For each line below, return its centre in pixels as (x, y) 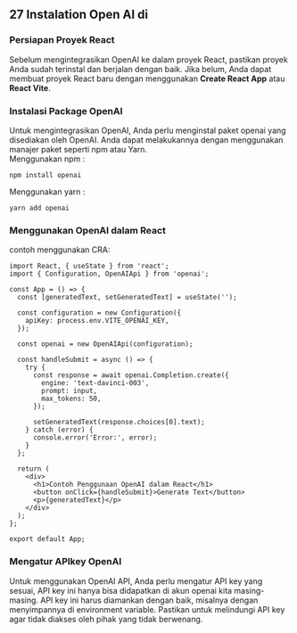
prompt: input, (70, 391)
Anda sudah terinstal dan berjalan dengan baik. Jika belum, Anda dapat (140, 69)
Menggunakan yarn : (47, 192)
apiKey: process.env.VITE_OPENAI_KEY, (97, 321)
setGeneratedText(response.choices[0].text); (119, 423)
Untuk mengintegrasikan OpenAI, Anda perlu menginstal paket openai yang (148, 130)
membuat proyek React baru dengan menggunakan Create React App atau (147, 78)
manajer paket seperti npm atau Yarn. (78, 149)
